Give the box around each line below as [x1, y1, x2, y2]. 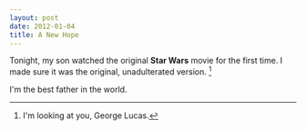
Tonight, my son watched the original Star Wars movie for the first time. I [9, 55, 283, 66]
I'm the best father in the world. [9, 84, 127, 95]
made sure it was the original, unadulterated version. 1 [9, 65, 212, 77]
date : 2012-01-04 [9, 22, 76, 31]
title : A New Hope [9, 30, 79, 39]
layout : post [9, 13, 59, 23]
